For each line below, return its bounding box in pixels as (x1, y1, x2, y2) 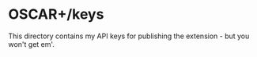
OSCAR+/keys (8, 5, 104, 23)
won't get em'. (8, 39, 55, 48)
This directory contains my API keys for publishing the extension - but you (8, 31, 250, 41)
